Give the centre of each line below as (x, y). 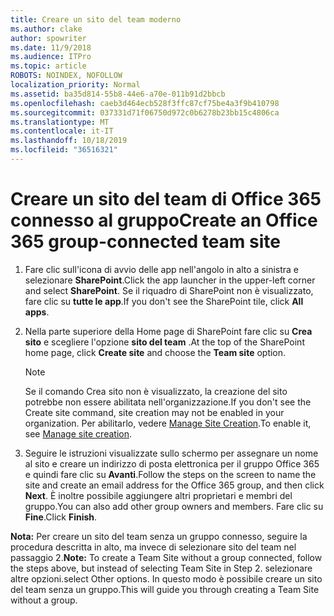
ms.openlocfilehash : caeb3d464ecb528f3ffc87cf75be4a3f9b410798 (145, 103)
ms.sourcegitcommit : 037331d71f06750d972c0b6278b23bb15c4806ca (145, 112)
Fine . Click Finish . (61, 517)
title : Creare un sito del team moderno (96, 19)
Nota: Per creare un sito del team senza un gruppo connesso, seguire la (159, 536)
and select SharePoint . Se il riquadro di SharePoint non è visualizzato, (169, 290)
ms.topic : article (48, 66)
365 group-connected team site (145, 242)
